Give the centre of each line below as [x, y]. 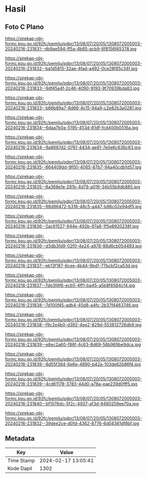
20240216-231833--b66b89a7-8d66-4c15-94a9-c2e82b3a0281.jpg [73, 108]
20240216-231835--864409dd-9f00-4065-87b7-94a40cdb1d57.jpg [73, 167]
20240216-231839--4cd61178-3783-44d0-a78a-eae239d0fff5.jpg [71, 384]
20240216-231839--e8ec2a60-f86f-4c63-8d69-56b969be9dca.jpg [73, 345]
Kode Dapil [20, 468]
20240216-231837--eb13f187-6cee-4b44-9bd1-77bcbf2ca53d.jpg [71, 266]
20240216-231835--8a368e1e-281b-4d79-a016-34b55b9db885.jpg [73, 187]
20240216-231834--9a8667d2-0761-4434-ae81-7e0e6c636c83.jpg [73, 147]
